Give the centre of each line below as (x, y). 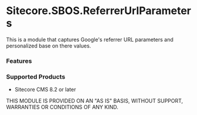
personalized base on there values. (49, 46)
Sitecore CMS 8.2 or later (45, 90)
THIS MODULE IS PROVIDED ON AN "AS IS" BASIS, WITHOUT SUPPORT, (95, 101)
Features (19, 61)
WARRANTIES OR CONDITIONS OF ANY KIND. (62, 107)
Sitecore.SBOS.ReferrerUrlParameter (98, 11)
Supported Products (36, 76)
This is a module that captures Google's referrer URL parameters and (90, 39)
